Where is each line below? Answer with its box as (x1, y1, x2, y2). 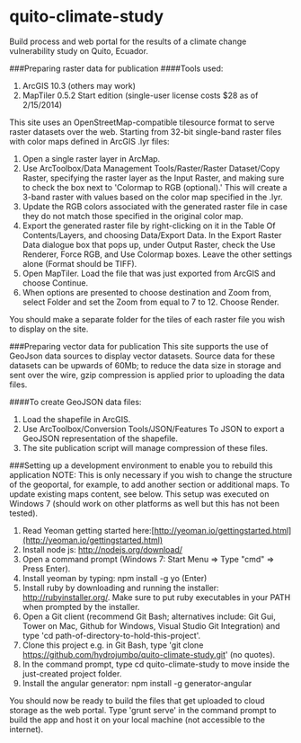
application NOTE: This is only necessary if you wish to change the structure (9, 469, 293, 480)
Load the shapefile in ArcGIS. (22, 413, 131, 424)
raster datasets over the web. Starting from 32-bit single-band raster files (9, 126, 282, 137)
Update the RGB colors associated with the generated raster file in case (22, 200, 288, 212)
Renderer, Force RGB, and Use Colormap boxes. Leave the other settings (22, 249, 293, 260)
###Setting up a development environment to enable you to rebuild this (9, 460, 273, 471)
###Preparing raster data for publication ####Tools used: (9, 63, 224, 74)
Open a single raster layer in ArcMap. (22, 153, 161, 164)
